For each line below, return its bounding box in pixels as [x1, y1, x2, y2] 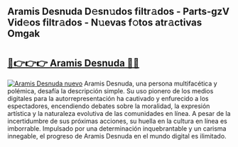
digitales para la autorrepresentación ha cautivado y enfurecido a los [7, 95, 209, 102]
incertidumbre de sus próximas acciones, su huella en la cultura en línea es [7, 117, 227, 125]
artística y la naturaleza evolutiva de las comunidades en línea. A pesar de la [7, 110, 231, 117]
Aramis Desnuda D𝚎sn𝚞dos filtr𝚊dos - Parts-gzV [7, 6, 229, 18]
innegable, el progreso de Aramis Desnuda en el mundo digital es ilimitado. [7, 132, 227, 140]
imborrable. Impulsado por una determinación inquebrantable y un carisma [7, 124, 227, 133]
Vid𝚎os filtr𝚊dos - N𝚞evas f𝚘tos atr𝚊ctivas [7, 17, 202, 29]
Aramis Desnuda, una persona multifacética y [84, 79, 218, 88]
